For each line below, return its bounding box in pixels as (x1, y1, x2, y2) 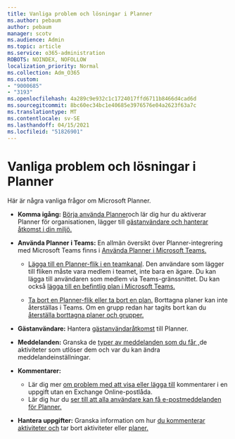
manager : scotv (7, 30, 52, 37)
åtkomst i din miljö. (17, 225, 72, 234)
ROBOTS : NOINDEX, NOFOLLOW (7, 56, 87, 63)
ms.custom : (7, 75, 39, 83)
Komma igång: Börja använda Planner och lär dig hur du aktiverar (17, 210, 207, 219)
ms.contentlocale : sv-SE (7, 115, 80, 122)
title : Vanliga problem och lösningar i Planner (7, 10, 153, 18)
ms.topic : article (7, 43, 61, 50)
